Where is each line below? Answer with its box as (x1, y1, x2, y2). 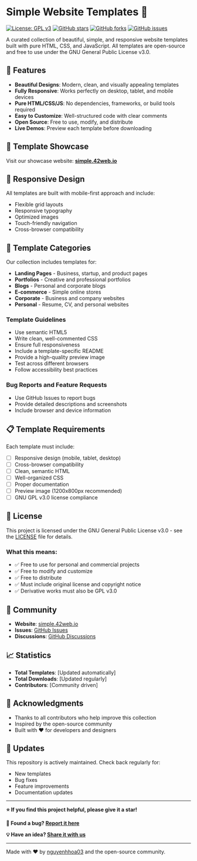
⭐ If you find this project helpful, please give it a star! (6, 806, 138, 814)
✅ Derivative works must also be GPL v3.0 (14, 587, 117, 594)
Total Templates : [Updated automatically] (14, 669, 116, 676)
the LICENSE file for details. (6, 533, 73, 540)
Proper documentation (14, 481, 69, 488)
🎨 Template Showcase (6, 142, 89, 152)
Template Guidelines (6, 316, 66, 324)
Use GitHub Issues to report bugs (14, 394, 96, 401)
